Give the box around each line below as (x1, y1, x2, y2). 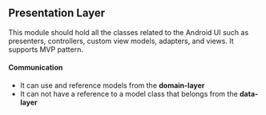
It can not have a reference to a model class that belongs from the (19, 89, 238, 99)
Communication (8, 63, 63, 73)
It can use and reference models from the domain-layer (19, 81, 205, 90)
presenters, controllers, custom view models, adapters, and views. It (8, 36, 234, 46)
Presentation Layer (8, 6, 106, 20)
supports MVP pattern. (8, 44, 84, 54)
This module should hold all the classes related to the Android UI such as (8, 27, 249, 37)
